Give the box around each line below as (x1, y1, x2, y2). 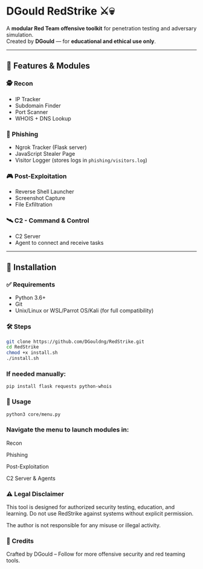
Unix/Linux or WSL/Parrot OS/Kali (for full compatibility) (14, 307, 154, 314)
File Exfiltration (14, 201, 53, 208)
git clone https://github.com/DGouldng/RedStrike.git (6, 338, 145, 345)
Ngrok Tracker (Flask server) (14, 144, 87, 151)
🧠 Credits (6, 536, 34, 545)
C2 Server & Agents (6, 474, 56, 482)
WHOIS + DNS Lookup (14, 115, 71, 122)
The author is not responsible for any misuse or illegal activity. (6, 522, 161, 529)
